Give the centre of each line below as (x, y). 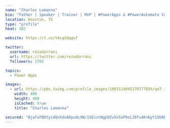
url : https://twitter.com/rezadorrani (51, 56)
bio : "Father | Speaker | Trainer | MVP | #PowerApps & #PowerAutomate (82, 15)
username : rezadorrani (34, 52)
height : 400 (27, 99)
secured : (14, 117)
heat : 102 (16, 29)
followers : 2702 (27, 61)
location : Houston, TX (29, 19)
